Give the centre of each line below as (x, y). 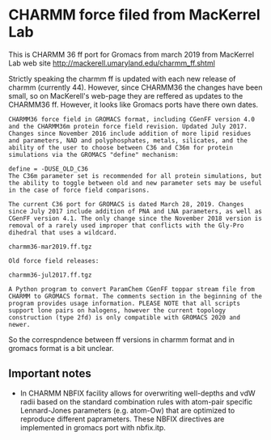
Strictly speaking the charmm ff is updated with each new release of (122, 78)
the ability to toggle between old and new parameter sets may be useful (135, 183)
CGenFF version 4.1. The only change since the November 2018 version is (135, 218)
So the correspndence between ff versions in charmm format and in (121, 339)
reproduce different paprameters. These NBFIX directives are (122, 419)
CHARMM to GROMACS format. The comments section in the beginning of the (135, 296)
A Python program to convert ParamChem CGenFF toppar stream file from (131, 289)
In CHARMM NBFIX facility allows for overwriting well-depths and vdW (138, 393)
